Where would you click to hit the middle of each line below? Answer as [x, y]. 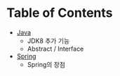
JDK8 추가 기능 [48, 41]
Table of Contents [60, 13]
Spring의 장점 [46, 64]
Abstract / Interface [55, 49]
